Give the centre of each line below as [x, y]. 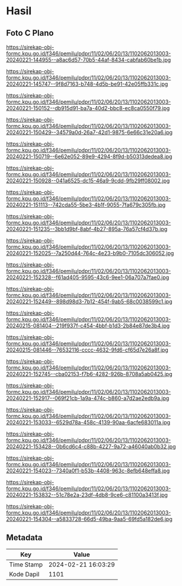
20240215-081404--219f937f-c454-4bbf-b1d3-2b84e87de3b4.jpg [88, 326]
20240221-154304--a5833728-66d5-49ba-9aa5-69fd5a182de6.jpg [90, 519]
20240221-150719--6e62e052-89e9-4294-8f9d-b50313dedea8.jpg [89, 156]
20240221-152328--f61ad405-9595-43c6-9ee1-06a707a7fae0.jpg [88, 277]
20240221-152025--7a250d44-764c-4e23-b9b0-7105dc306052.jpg [90, 253]
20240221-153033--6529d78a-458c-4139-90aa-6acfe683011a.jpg [88, 422]
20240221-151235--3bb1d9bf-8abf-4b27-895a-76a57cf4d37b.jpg [87, 229]
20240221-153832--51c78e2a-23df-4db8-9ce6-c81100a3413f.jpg [87, 495]
